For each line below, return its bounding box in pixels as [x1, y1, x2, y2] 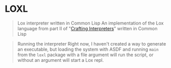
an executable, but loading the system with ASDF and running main [17, 46, 159, 52]
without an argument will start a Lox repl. [17, 57, 104, 63]
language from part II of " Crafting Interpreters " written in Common [17, 25, 158, 31]
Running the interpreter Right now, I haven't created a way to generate [17, 40, 166, 47]
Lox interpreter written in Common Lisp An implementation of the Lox [17, 20, 164, 26]
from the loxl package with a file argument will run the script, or [17, 52, 154, 58]
